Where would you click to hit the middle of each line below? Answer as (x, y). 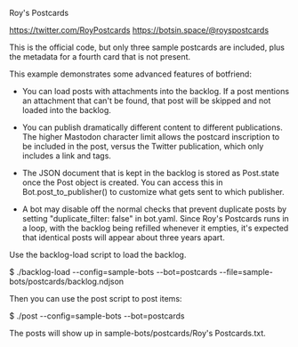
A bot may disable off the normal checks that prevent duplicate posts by (154, 209)
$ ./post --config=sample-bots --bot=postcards (97, 316)
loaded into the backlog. (66, 110)
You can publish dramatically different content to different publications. (152, 127)
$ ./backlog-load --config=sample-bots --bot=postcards (113, 272)
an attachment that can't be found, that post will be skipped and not (146, 101)
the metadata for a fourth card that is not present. (100, 56)
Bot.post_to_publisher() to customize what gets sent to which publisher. (153, 192)
